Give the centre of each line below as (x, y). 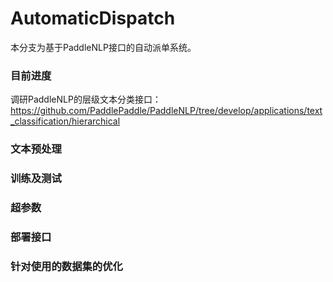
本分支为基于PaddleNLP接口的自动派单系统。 (103, 47)
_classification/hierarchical (65, 121)
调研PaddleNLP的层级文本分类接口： (86, 99)
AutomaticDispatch (93, 18)
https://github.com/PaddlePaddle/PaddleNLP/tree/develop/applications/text (166, 111)
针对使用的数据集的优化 (66, 266)
